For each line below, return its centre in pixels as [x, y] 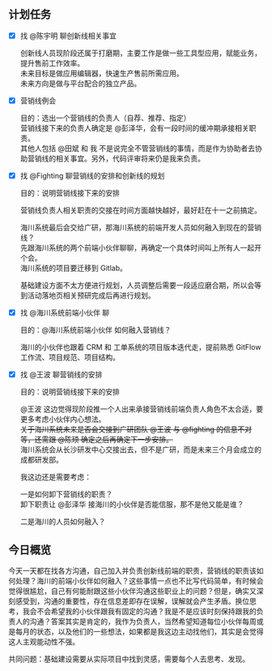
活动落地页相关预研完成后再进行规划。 [91, 295]
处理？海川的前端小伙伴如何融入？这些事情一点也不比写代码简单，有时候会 [139, 581]
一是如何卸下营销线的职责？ [66, 494]
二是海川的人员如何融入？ [63, 522]
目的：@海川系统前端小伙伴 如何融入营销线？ [96, 330]
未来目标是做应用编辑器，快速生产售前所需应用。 [102, 73]
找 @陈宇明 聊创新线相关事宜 [68, 36]
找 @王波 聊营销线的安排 [61, 375]
